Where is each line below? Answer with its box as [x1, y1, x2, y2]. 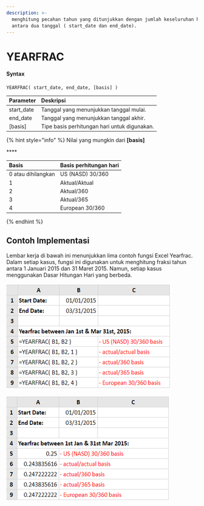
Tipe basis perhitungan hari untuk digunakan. [41, 123, 154, 130]
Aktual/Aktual [59, 179, 94, 186]
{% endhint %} [6, 218, 44, 225]
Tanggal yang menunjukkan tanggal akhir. [41, 114, 146, 121]
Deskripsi [41, 97, 66, 104]
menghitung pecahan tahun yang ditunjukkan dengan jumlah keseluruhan [12, 16, 194, 23]
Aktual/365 [59, 196, 89, 204]
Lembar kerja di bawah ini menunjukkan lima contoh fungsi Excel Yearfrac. [6, 252, 193, 259]
